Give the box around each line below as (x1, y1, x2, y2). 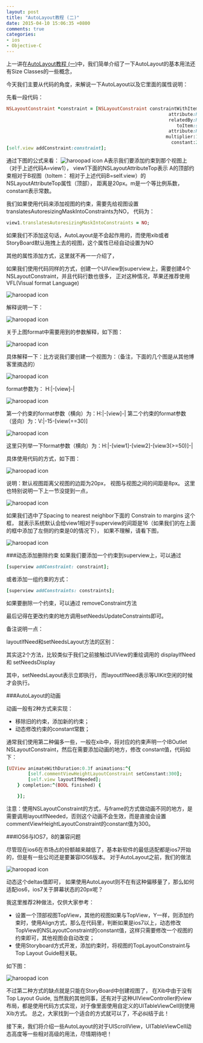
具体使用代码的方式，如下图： (6, 454, 80, 462)
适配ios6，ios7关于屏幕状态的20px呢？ (6, 885, 104, 893)
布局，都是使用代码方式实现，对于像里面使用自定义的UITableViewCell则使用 (6, 1002, 195, 1009)
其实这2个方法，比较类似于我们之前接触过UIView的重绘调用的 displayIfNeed (6, 650, 196, 658)
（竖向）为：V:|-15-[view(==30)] (6, 417, 88, 425)
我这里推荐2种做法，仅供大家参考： (6, 899, 95, 906)
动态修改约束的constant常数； (14, 725, 91, 732)
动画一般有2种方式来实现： (6, 704, 74, 712)
